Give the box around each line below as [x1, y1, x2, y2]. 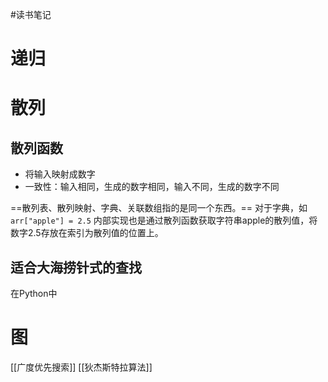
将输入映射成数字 [24, 168, 96, 180]
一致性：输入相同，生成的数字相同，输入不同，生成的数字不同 [24, 181, 280, 193]
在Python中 [10, 288, 58, 299]
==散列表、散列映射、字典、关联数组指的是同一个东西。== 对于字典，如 [10, 202, 308, 214]
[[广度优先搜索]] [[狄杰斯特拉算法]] [10, 361, 153, 373]
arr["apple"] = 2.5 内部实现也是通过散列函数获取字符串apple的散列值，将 [10, 214, 318, 227]
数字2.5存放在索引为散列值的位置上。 [10, 227, 164, 239]
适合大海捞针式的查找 [10, 259, 142, 276]
